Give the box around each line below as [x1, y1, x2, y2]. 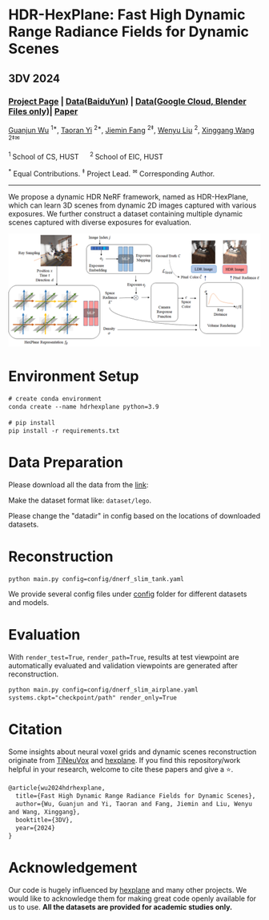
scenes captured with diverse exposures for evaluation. [8, 217, 192, 227]
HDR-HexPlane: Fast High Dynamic [8, 6, 246, 24]
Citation [8, 720, 62, 738]
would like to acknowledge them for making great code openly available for [8, 894, 257, 903]
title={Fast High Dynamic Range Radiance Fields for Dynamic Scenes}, [15, 792, 256, 800]
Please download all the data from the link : [8, 479, 149, 490]
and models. [8, 597, 50, 607]
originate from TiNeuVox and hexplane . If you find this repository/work [8, 755, 241, 765]
